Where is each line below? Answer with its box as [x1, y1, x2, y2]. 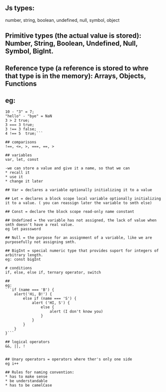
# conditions [5, 265, 32, 271]
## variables [5, 153, 32, 158]
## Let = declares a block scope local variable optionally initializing [5, 196, 162, 201]
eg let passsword [5, 227, 41, 232]
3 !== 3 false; [5, 127, 37, 132]
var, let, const [5, 157, 39, 162]
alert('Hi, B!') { [14, 292, 52, 297]
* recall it [5, 170, 30, 175]
